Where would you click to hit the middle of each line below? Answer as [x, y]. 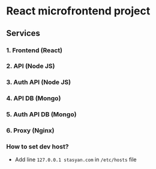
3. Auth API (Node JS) [38, 82]
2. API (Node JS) [31, 66]
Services [23, 33]
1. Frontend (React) [34, 50]
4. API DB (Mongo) [34, 98]
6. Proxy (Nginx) [30, 131]
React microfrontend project [78, 11]
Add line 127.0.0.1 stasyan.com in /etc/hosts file [76, 159]
